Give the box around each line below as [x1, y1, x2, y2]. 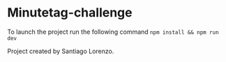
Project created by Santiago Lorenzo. [7, 47, 114, 55]
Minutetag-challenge [7, 5, 133, 21]
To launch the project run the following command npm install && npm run [7, 28, 219, 36]
